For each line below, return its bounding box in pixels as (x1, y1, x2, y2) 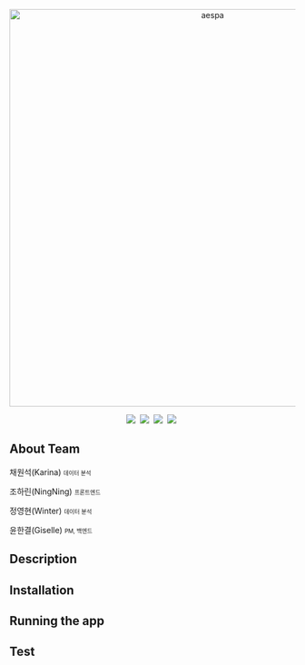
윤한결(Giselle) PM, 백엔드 (9, 524, 93, 535)
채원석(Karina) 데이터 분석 (9, 466, 92, 477)
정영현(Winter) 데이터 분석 (9, 505, 93, 516)
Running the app (9, 613, 104, 629)
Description (9, 551, 77, 567)
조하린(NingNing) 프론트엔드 (9, 486, 102, 497)
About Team (9, 442, 80, 457)
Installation (9, 582, 74, 598)
